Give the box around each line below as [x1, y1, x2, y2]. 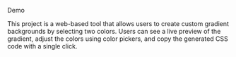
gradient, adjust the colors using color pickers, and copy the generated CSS [7, 34, 228, 43]
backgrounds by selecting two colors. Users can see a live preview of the [7, 27, 221, 35]
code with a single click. [7, 42, 78, 50]
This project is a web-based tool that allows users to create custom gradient [7, 20, 230, 27]
